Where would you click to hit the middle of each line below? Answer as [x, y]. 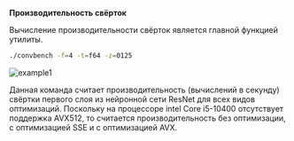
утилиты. [26, 39]
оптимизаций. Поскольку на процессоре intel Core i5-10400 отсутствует [147, 108]
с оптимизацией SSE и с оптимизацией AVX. [93, 127]
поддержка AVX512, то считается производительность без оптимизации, [147, 118]
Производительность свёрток [68, 13]
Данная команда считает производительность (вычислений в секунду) [145, 90]
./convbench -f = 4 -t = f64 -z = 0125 [71, 56]
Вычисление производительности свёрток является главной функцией [144, 30]
